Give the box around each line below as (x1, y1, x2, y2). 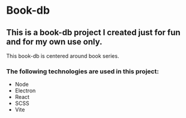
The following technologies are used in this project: (6, 67, 159, 75)
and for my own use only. (6, 36, 103, 46)
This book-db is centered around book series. (6, 52, 119, 60)
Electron (14, 87, 36, 94)
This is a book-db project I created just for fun (6, 27, 181, 38)
